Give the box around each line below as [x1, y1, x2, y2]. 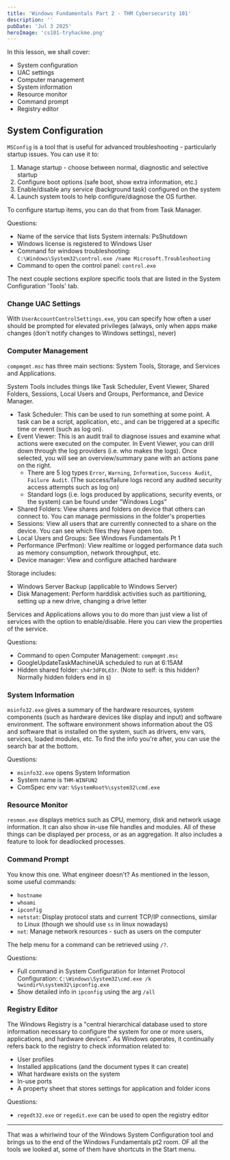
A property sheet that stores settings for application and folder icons [16, 1084, 211, 1092]
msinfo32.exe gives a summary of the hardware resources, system [7, 705, 194, 714]
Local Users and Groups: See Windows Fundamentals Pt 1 [16, 533, 181, 542]
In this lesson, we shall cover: [7, 48, 90, 56]
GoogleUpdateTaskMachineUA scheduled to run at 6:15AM [16, 658, 183, 666]
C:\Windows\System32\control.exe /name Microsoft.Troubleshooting [16, 255, 211, 262]
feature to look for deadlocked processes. [7, 837, 125, 846]
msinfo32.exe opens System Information [16, 768, 130, 777]
